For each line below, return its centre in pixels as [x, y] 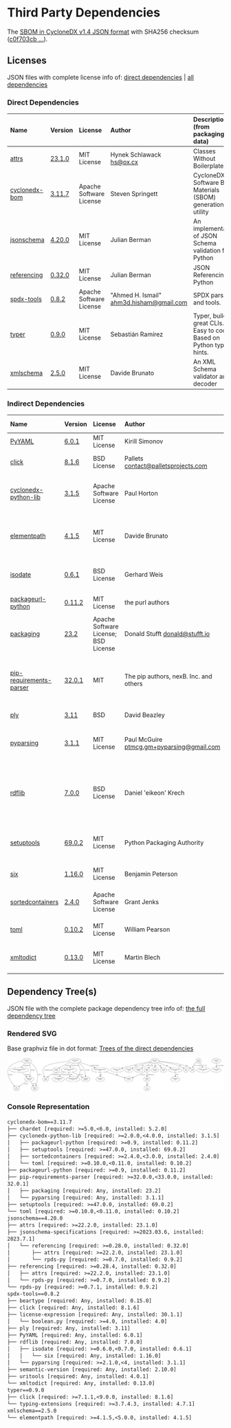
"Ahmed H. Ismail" [136, 295]
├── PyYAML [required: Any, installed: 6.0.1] [75, 1335]
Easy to [204, 331]
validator [206, 377]
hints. [201, 353]
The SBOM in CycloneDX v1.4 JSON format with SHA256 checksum [103, 32]
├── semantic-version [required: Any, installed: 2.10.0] [92, 1370]
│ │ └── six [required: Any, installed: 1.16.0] [84, 1356]
